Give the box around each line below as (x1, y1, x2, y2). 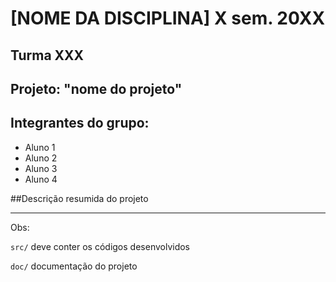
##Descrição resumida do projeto (10, 192, 149, 204)
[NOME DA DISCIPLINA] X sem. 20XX (10, 7, 326, 30)
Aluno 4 (24, 173, 58, 185)
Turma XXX (10, 47, 85, 64)
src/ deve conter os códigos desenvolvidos (10, 240, 191, 252)
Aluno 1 (24, 141, 56, 153)
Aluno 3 (24, 162, 58, 174)
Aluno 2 (24, 152, 58, 164)
